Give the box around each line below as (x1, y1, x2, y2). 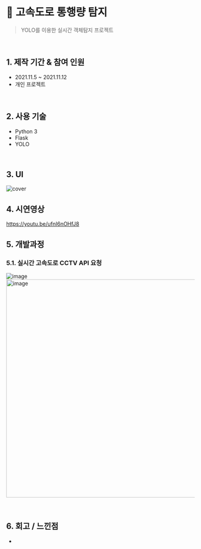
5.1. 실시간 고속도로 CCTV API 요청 (6, 259, 102, 267)
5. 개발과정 (6, 239, 45, 249)
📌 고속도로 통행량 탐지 (6, 5, 108, 19)
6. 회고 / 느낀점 (6, 521, 59, 532)
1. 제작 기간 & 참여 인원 (6, 57, 85, 68)
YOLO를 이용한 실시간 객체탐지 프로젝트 (20, 26, 114, 34)
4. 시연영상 (6, 204, 45, 214)
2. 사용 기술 (6, 111, 47, 122)
